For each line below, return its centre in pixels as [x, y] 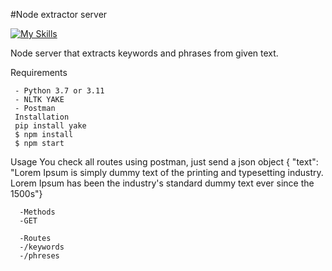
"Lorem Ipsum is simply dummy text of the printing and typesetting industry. [167, 172]
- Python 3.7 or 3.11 [59, 91]
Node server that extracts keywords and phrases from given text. [144, 53]
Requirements [39, 72]
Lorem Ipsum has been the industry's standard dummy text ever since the [162, 183]
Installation [42, 117]
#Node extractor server [59, 14]
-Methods [37, 212]
